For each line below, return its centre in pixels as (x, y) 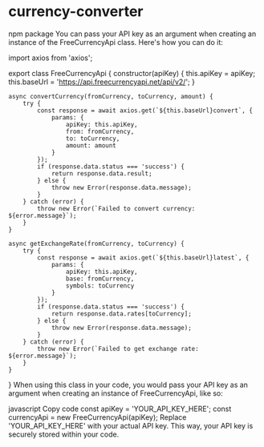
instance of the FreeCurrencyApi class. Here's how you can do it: (116, 42)
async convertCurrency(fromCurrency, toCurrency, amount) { (111, 96)
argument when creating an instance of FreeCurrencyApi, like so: (116, 393)
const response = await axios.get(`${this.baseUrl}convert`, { (145, 111)
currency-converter (76, 12)
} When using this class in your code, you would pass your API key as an (128, 385)
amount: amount (91, 145)
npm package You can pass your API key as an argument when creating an (132, 34)
